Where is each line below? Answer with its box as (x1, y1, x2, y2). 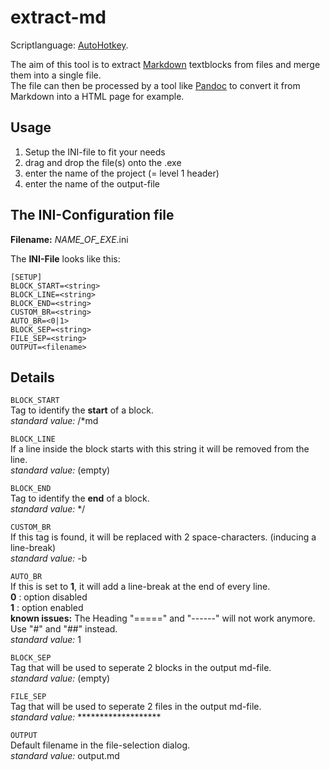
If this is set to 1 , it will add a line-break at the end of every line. (10, 581, 271, 593)
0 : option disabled (10, 591, 88, 603)
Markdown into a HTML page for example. (10, 90, 185, 102)
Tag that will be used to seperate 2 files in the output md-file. (10, 701, 262, 713)
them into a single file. (10, 69, 102, 81)
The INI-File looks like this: (10, 252, 121, 265)
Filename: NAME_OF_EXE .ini (10, 233, 129, 245)
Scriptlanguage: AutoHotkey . (10, 39, 129, 51)
